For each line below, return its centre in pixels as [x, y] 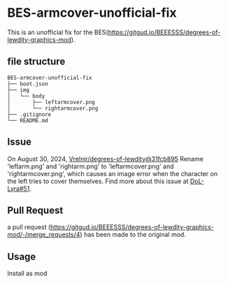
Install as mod [27, 273]
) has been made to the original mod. [133, 235]
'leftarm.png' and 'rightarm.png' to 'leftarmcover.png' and [91, 166]
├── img [19, 90]
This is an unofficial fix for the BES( [58, 32]
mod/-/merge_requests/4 [44, 235]
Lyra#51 [19, 188]
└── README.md [28, 120]
